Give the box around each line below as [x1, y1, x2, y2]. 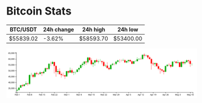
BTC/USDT [10, 26, 37, 33]
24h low [117, 26, 138, 33]
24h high [82, 26, 106, 33]
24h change [43, 26, 74, 33]
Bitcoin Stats [6, 4, 72, 18]
